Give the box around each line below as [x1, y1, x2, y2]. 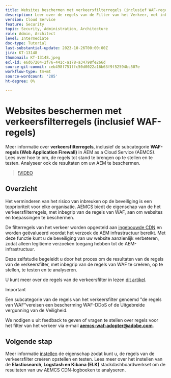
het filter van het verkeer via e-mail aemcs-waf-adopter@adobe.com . [5, 322, 154, 329]
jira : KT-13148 [5, 50, 38, 55]
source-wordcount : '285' [5, 74, 58, 79]
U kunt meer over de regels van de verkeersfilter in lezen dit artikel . [5, 276, 147, 283]
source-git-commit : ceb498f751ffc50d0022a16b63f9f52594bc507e [5, 64, 140, 69]
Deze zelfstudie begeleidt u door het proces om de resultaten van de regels [5, 256, 164, 262]
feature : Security [5, 21, 44, 27]
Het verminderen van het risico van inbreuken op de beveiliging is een [5, 198, 152, 204]
